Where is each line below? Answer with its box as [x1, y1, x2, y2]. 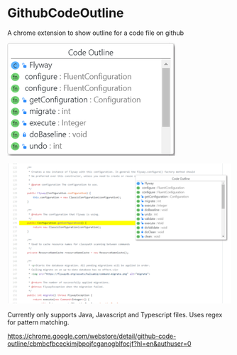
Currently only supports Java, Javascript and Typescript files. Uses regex [7, 310, 223, 319]
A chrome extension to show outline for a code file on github [7, 28, 184, 37]
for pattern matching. [7, 318, 70, 327]
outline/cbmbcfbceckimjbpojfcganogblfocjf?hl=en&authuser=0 [7, 339, 192, 348]
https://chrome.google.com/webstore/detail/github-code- [7, 332, 177, 340]
